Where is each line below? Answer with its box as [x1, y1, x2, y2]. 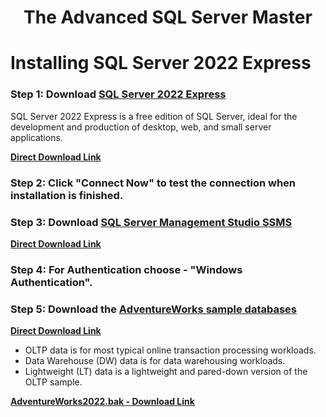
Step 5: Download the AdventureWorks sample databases [10, 302, 297, 316]
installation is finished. [10, 188, 124, 202]
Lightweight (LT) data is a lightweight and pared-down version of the [24, 366, 308, 378]
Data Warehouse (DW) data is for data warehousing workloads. [24, 355, 286, 367]
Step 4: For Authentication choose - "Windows [10, 262, 243, 276]
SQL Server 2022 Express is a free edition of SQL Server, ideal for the [10, 110, 298, 122]
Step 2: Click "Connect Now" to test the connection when [10, 176, 297, 190]
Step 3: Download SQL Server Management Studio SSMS [10, 215, 293, 229]
